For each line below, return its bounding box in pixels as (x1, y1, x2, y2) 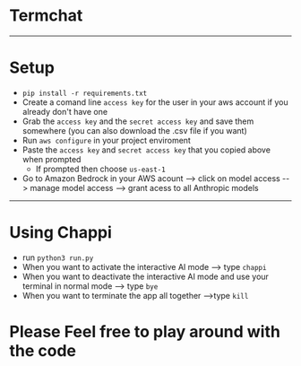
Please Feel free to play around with (9, 322, 280, 342)
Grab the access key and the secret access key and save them (21, 116, 254, 126)
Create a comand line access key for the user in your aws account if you (21, 96, 288, 108)
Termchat (9, 5, 83, 26)
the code (9, 341, 77, 361)
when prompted (21, 153, 82, 164)
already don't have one (21, 106, 108, 117)
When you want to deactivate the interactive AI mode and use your (21, 271, 269, 282)
